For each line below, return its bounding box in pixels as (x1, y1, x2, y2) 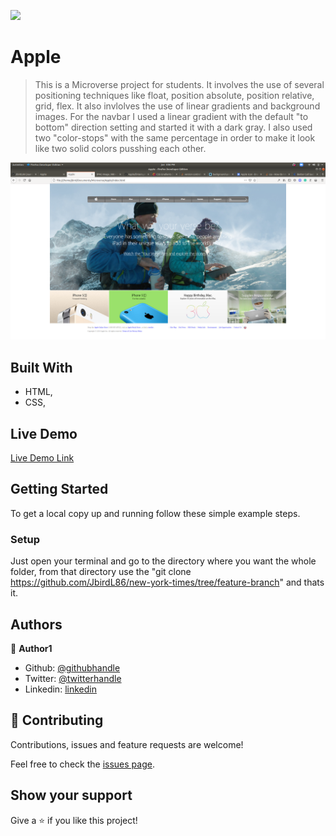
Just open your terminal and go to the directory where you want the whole (10, 555, 317, 567)
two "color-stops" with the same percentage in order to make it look (34, 131, 316, 144)
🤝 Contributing (10, 712, 104, 729)
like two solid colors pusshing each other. (34, 142, 207, 154)
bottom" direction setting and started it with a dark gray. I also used (34, 121, 313, 133)
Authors (10, 616, 63, 633)
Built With (10, 359, 73, 376)
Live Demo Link (10, 452, 75, 464)
